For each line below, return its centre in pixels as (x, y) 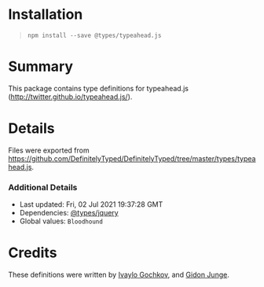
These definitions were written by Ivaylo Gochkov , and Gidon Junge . (119, 275)
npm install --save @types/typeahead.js (94, 35)
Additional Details (43, 187)
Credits (33, 253)
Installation (46, 15)
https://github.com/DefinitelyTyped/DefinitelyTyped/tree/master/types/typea (132, 158)
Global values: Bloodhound (61, 221)
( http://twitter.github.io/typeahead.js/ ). (70, 97)
